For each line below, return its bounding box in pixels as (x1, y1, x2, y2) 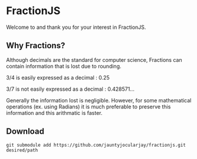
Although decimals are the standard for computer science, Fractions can (6, 56, 182, 63)
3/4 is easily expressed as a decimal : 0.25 (6, 74, 110, 81)
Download (6, 127, 44, 137)
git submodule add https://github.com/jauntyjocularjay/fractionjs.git (6, 142, 186, 148)
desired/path (6, 147, 38, 153)
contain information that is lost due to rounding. (6, 62, 122, 69)
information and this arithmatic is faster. (6, 109, 103, 116)
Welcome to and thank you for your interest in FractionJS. (6, 24, 146, 31)
